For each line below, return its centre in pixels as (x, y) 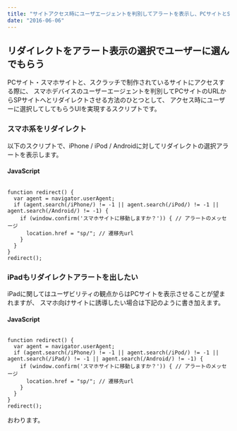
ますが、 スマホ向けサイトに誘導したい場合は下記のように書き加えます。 (119, 303)
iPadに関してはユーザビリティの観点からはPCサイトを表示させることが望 (114, 294)
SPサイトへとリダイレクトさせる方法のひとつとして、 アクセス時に (110, 100)
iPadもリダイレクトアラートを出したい (73, 277)
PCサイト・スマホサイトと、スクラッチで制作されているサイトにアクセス (113, 83)
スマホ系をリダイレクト (47, 129)
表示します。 (44, 154)
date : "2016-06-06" (36, 20)
